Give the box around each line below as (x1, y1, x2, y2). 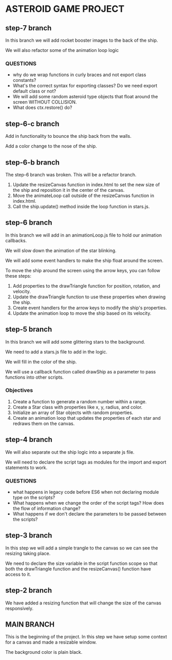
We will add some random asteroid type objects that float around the (12, 94, 158, 100)
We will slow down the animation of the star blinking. (5, 247, 117, 254)
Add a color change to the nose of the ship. (5, 143, 98, 149)
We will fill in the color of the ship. (5, 359, 77, 365)
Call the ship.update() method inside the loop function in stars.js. (12, 203, 150, 209)
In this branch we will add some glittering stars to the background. (5, 338, 145, 345)
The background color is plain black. (5, 649, 83, 655)
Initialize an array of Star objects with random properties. (12, 409, 133, 416)
